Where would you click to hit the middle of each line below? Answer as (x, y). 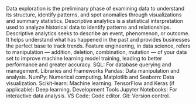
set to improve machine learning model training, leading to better (84, 58)
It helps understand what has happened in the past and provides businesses (98, 40)
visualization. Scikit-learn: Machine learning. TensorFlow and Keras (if (90, 83)
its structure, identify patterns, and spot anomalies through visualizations (94, 15)
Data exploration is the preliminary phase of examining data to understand (95, 9)
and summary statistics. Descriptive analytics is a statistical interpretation (94, 21)
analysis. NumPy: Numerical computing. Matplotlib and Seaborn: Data (90, 77)
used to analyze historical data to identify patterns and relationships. (89, 27)
